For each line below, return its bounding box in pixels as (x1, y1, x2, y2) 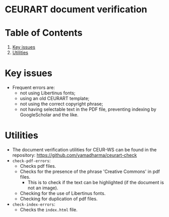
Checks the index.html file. (20, 207, 78, 212)
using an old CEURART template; (20, 95, 90, 102)
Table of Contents (5, 27, 83, 39)
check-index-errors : (12, 201, 55, 207)
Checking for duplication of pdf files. (20, 196, 98, 202)
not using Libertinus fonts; (20, 90, 76, 96)
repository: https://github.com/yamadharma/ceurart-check (12, 152, 137, 158)
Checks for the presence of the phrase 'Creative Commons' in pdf (20, 168, 160, 174)
